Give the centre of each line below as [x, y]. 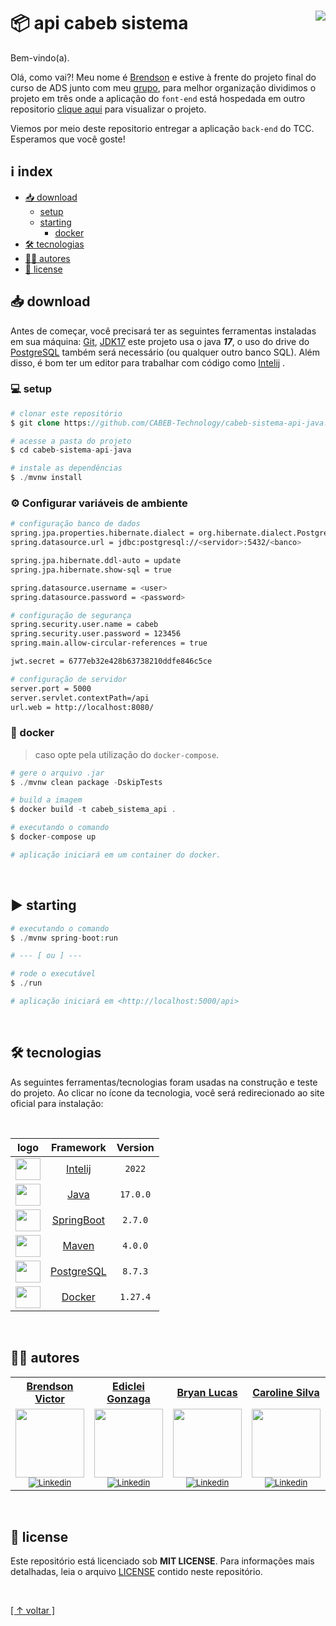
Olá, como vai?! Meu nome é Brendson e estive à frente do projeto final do [163, 77]
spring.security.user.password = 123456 [96, 634]
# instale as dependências [66, 468]
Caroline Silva [286, 1392]
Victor [49, 1398]
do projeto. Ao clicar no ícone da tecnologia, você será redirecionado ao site [167, 1092]
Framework [78, 1147]
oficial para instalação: [57, 1103]
